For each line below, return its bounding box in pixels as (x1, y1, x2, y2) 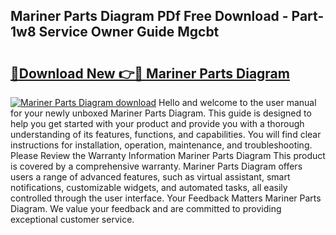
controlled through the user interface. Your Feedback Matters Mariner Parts (10, 192, 322, 204)
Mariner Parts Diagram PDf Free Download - (10, 8, 289, 25)
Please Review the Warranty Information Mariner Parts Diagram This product (10, 150, 326, 161)
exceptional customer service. (10, 214, 135, 225)
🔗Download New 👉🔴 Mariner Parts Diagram (10, 65, 290, 82)
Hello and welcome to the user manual (158, 97, 317, 108)
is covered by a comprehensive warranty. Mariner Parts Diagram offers (10, 160, 303, 172)
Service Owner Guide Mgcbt (38, 24, 220, 41)
